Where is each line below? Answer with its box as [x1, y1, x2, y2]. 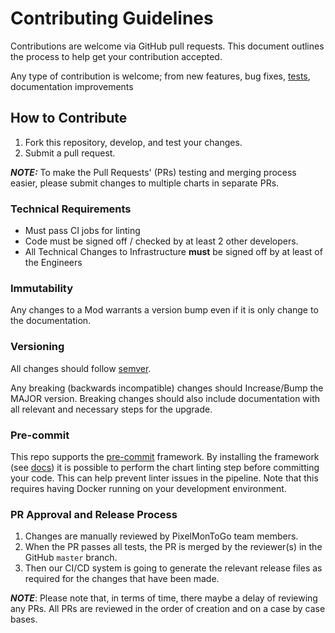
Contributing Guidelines [10, 7, 214, 30]
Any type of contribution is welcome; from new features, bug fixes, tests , [10, 70, 311, 82]
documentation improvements [10, 80, 134, 92]
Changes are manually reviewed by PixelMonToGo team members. [24, 530, 299, 542]
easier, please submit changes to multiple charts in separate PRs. [10, 177, 280, 189]
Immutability [10, 281, 74, 295]
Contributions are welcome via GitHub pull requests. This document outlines [10, 40, 325, 52]
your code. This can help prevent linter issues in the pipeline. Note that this [10, 472, 319, 484]
